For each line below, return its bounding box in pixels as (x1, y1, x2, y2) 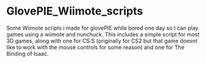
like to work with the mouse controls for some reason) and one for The (6, 44, 185, 51)
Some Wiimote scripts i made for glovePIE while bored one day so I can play (6, 24, 199, 31)
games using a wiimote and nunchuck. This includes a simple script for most (6, 30, 200, 38)
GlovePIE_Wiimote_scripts (6, 4, 143, 18)
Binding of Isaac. (6, 50, 49, 57)
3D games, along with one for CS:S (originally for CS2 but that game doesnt (6, 37, 198, 44)
